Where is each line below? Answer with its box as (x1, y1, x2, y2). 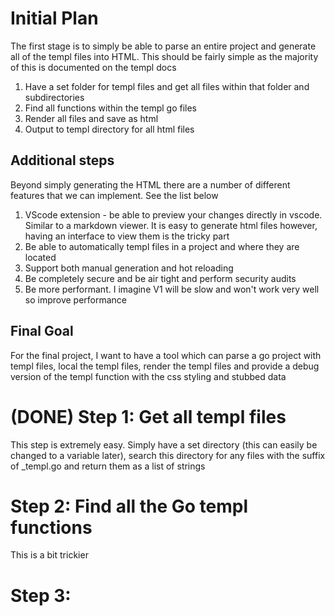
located (24, 251, 57, 263)
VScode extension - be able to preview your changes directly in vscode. (24, 208, 323, 221)
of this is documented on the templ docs (10, 61, 177, 73)
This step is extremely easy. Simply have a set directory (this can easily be (10, 438, 318, 451)
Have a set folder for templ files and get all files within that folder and (24, 80, 310, 92)
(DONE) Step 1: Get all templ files (10, 405, 287, 428)
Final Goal (10, 323, 74, 340)
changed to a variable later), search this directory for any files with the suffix (10, 449, 326, 461)
